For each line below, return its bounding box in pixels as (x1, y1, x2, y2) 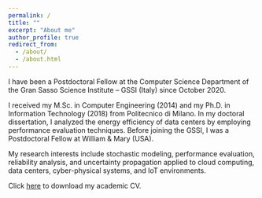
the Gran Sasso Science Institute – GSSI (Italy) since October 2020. (8, 85, 227, 94)
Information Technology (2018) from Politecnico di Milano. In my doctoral (8, 108, 245, 118)
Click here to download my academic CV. (8, 181, 142, 190)
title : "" (8, 19, 41, 27)
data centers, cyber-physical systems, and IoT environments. (8, 166, 207, 175)
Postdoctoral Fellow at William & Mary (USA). (8, 134, 154, 143)
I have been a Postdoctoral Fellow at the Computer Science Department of (8, 76, 249, 86)
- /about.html (15, 56, 61, 64)
